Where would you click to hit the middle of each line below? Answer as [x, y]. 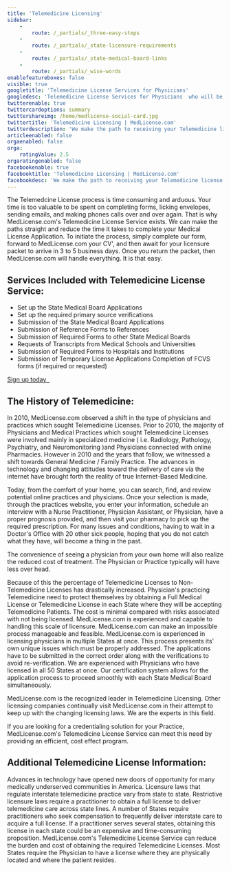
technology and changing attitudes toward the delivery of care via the [106, 469]
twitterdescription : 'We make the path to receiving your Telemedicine [112, 129]
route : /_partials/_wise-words [77, 71]
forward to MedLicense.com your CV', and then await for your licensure [108, 244]
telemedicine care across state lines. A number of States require [98, 808]
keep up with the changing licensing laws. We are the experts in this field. [111, 713]
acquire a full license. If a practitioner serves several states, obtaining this [111, 823]
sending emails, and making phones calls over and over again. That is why [112, 214]
